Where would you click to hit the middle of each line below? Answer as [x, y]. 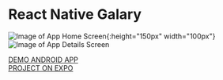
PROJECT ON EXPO [41, 67]
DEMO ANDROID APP [43, 60]
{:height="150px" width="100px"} [161, 36]
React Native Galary [75, 15]
